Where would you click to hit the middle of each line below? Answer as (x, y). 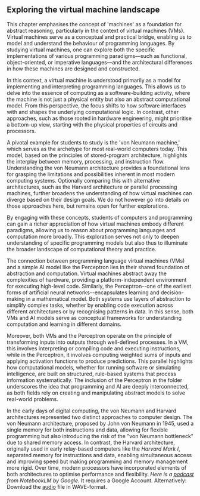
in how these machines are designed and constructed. (74, 69)
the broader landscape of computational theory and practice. (82, 249)
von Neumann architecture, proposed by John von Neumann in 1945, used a (100, 423)
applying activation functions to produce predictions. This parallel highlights (100, 361)
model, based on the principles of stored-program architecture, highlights (97, 155)
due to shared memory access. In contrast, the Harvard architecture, (91, 442)
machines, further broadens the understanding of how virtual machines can (99, 193)
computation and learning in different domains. (64, 324)
